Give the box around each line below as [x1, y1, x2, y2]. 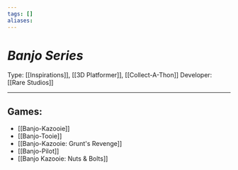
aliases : [7, 17, 33, 24]
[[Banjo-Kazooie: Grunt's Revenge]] [17, 140, 123, 148]
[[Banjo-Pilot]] [17, 147, 59, 156]
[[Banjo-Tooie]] [17, 132, 62, 140]
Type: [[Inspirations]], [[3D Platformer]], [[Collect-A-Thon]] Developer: [7, 71, 212, 79]
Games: [7, 106, 42, 118]
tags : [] [7, 10, 33, 18]
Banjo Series [7, 47, 84, 64]
